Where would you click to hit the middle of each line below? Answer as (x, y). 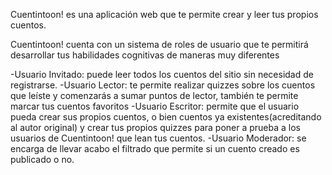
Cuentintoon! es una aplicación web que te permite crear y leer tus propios (164, 14)
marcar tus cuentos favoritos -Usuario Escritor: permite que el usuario (155, 106)
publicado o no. (42, 159)
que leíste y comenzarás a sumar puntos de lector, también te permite (154, 95)
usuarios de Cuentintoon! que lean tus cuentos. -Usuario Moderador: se (158, 138)
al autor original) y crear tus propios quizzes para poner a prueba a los (155, 127)
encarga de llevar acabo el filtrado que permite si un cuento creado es (155, 148)
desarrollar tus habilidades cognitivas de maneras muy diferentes (145, 55)
